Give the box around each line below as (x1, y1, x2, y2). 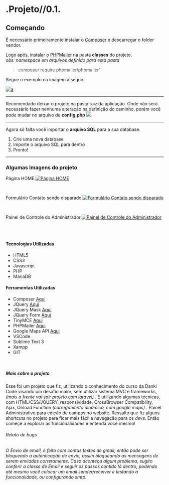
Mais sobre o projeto (6, 370, 50, 377)
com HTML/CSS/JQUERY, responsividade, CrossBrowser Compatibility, (6, 399, 153, 405)
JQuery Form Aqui (13, 312, 51, 318)
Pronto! (13, 147, 29, 152)
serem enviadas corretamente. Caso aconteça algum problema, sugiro (6, 458, 153, 464)
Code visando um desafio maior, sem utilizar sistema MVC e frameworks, (6, 388, 157, 394)
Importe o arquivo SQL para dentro (13, 141, 85, 147)
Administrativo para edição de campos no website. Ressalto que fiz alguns (6, 410, 160, 416)
